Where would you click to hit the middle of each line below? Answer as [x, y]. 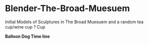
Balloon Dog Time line [27, 36]
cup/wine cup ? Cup [25, 27]
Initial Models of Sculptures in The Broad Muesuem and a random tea [74, 22]
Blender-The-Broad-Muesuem [67, 8]
